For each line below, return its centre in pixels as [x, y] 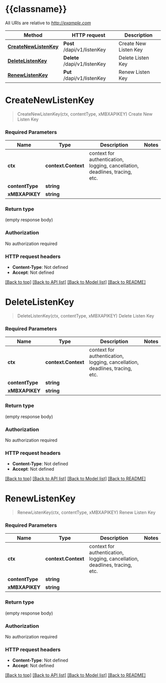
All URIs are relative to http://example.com [48, 23]
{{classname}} [36, 9]
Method [33, 35]
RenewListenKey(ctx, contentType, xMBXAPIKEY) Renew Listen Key [86, 512]
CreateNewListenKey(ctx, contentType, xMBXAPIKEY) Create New [85, 114]
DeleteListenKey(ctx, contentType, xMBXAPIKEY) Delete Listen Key [86, 316]
